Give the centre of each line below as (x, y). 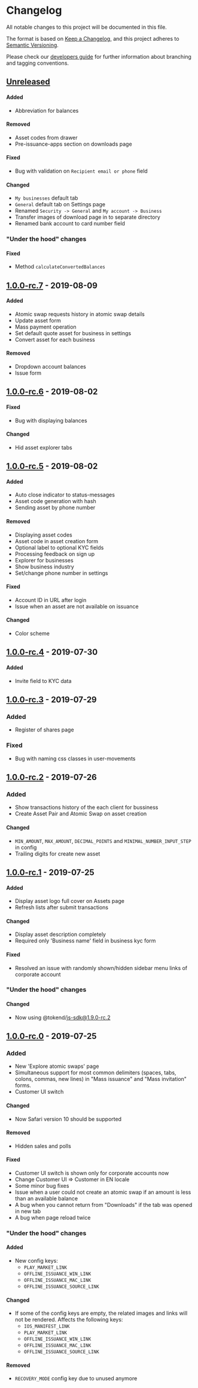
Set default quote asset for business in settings (73, 333)
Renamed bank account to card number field (70, 224)
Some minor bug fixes (42, 1185)
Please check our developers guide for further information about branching (99, 56)
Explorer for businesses (44, 560)
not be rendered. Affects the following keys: (69, 1320)
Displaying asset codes (44, 535)
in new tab (28, 1211)
